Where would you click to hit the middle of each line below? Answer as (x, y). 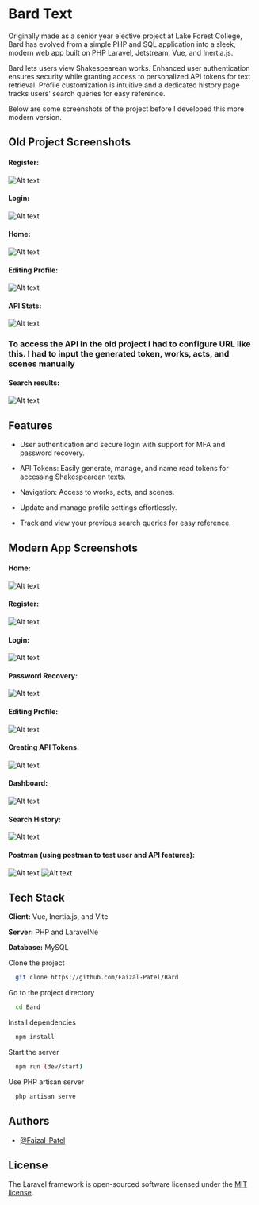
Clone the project (36, 963)
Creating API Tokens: (44, 747)
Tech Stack (36, 897)
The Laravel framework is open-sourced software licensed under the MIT (128, 1184)
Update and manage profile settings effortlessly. (98, 508)
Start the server (34, 1052)
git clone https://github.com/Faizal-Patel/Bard (97, 978)
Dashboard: (28, 783)
